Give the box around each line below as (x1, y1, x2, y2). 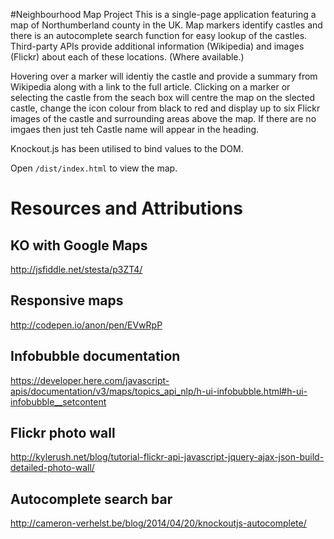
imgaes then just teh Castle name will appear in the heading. (10, 124, 260, 135)
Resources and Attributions (10, 197, 243, 220)
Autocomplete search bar (10, 490, 173, 508)
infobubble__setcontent (10, 395, 107, 408)
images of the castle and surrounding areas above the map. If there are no (10, 113, 317, 124)
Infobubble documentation (10, 348, 181, 365)
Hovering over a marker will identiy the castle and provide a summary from (10, 70, 318, 82)
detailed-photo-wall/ (10, 462, 95, 474)
